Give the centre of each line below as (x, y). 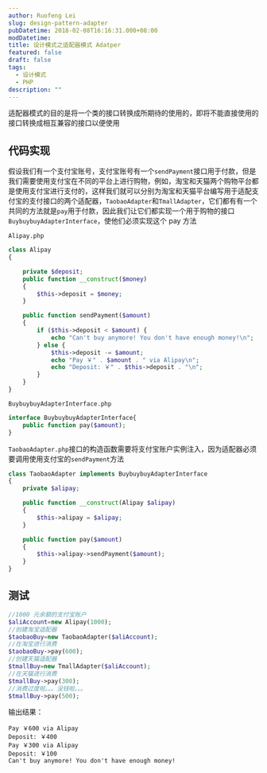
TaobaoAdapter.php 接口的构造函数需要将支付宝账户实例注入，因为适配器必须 (132, 449)
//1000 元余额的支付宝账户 (48, 614)
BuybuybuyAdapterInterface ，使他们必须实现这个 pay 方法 (103, 221)
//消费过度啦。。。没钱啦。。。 (47, 689)
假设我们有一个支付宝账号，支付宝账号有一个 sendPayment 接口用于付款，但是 (132, 171)
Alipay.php (26, 236)
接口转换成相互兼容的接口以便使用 (64, 123)
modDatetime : (30, 38)
